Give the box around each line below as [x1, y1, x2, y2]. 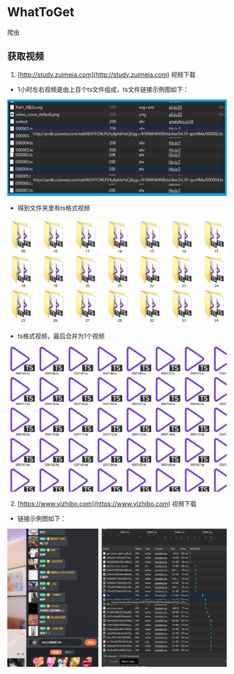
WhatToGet [7, 4, 75, 20]
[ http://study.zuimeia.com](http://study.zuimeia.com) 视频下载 [17, 70, 196, 79]
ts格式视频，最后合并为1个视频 [17, 332, 105, 340]
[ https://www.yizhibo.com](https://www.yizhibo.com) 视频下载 [17, 499, 197, 507]
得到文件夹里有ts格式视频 [17, 204, 91, 213]
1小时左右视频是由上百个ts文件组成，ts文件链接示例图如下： [17, 85, 189, 93]
